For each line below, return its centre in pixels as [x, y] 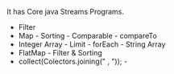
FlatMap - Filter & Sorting [60, 53]
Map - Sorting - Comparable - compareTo [87, 36]
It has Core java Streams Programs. [66, 12]
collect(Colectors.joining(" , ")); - [73, 61]
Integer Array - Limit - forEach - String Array [92, 44]
